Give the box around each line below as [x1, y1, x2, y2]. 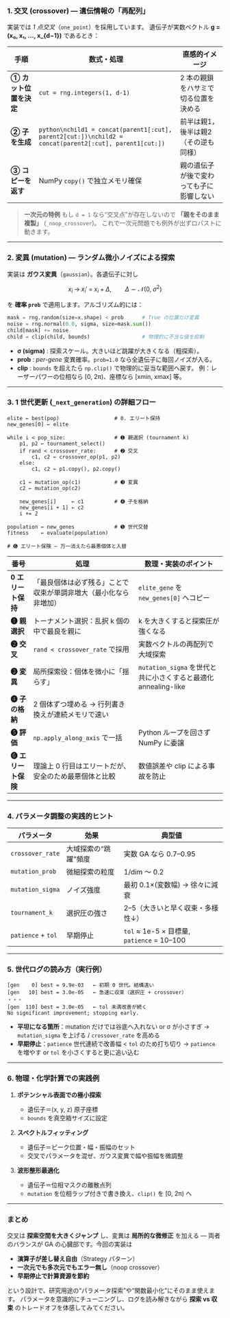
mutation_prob [10, 868, 57, 876]
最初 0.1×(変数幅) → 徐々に [123, 880, 212, 890]
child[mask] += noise [7, 327, 69, 334]
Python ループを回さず [138, 728, 211, 737]
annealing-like [138, 682, 186, 691]
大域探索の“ [66, 844, 104, 854]
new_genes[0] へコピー [138, 592, 210, 602]
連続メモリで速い [53, 709, 109, 719]
